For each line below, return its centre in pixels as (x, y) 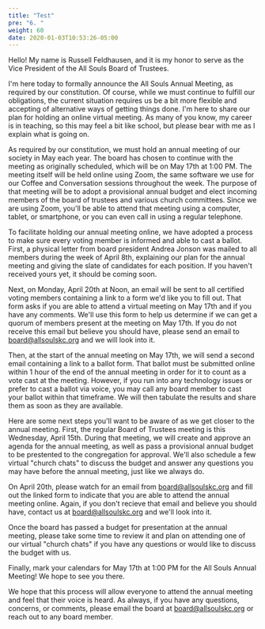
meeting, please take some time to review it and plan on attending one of (127, 536)
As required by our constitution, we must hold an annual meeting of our (124, 150)
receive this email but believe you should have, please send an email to (124, 332)
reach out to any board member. (61, 617)
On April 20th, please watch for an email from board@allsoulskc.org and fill (131, 487)
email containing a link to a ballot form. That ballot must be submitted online (132, 364)
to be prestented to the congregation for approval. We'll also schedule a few (132, 455)
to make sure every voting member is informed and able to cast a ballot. (125, 241)
